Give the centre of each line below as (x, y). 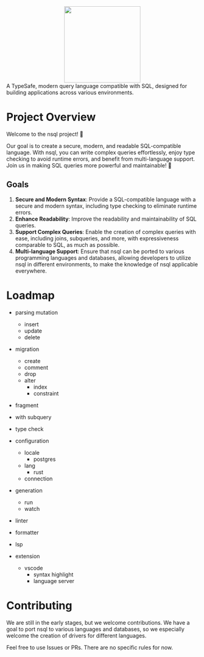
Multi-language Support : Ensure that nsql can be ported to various (100, 251)
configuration (32, 441)
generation (29, 490)
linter (22, 520)
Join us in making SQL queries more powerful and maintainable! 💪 (89, 165)
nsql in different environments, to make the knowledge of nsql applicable (106, 264)
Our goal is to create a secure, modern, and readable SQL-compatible (94, 145)
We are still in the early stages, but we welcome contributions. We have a (98, 622)
